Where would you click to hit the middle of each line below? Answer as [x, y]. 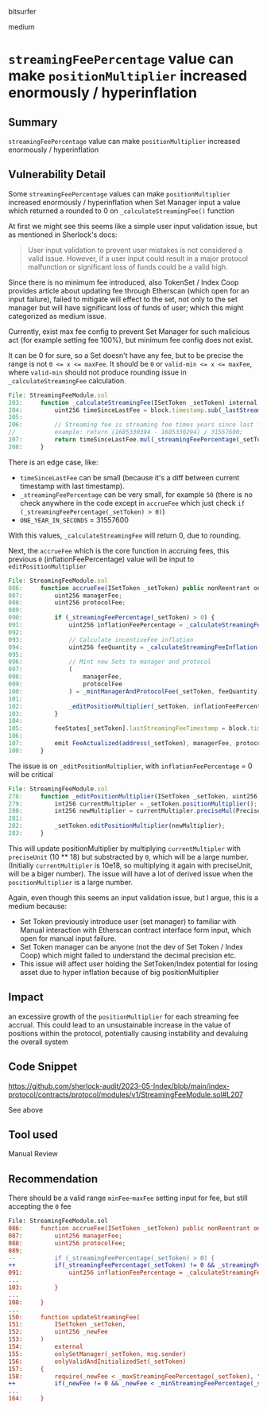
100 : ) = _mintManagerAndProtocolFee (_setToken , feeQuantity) [135, 691]
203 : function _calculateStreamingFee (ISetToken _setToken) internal [133, 402]
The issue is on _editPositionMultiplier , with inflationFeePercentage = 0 [130, 766]
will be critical [31, 774]
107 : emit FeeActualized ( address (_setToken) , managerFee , [120, 744]
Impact [26, 997]
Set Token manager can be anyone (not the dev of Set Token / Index [132, 946]
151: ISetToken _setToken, [67, 1325]
